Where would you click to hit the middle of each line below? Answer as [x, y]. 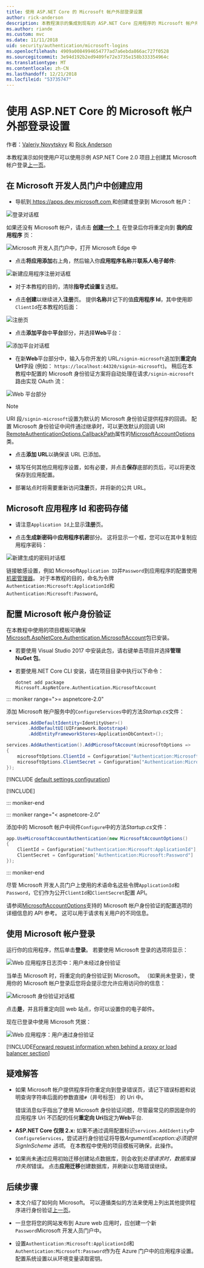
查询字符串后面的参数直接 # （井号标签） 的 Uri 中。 [83, 1097]
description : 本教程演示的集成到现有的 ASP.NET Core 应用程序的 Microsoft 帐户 [100, 23]
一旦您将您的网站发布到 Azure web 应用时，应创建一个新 [86, 1223]
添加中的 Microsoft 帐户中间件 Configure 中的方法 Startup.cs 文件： [87, 827]
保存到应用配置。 [36, 475]
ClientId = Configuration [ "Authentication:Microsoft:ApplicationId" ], [108, 850]
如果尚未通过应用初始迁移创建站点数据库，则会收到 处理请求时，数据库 [103, 1158]
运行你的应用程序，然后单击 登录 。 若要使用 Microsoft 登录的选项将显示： [97, 950]
